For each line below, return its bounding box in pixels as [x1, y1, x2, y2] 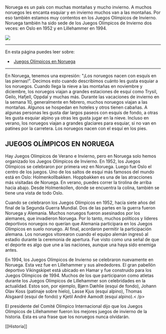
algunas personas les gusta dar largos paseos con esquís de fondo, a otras [5, 110, 158, 116]
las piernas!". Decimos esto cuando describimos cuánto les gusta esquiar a [5, 78, 158, 84]
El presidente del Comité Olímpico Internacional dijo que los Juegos [5, 303, 143, 309]
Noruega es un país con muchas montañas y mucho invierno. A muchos [5, 4, 152, 10]
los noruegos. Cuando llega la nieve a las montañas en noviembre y [5, 83, 143, 89]
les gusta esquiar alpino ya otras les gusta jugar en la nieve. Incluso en [5, 115, 149, 121]
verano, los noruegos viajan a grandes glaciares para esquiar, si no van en [5, 120, 157, 126]
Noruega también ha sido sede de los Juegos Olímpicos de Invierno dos [5, 20, 152, 26]
